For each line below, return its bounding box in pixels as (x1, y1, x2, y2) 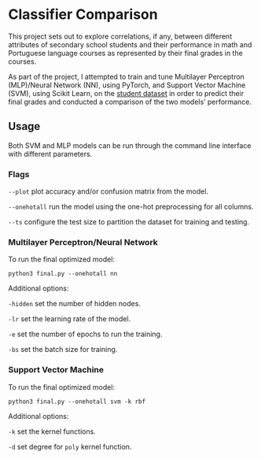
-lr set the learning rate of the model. (8, 314, 131, 324)
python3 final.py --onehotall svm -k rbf (8, 398, 146, 405)
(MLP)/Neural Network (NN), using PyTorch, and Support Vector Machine (8, 80, 246, 90)
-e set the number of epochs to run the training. (8, 329, 163, 339)
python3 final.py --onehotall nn (8, 270, 118, 278)
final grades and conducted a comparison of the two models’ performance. (8, 97, 252, 106)
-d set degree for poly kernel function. (8, 442, 132, 451)
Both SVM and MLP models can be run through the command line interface (8, 140, 252, 150)
